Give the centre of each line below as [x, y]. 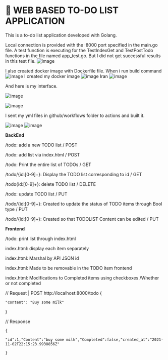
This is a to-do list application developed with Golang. [61, 35]
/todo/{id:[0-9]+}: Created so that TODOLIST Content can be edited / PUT [82, 219]
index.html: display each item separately [47, 248]
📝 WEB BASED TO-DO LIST [62, 10]
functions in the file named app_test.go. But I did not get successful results [83, 56]
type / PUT [16, 209]
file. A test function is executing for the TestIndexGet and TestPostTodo [79, 50]
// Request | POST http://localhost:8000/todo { [53, 293]
